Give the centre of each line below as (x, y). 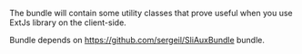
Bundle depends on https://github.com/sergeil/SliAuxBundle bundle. (137, 40)
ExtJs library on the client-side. (68, 22)
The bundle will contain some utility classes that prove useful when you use (151, 13)
